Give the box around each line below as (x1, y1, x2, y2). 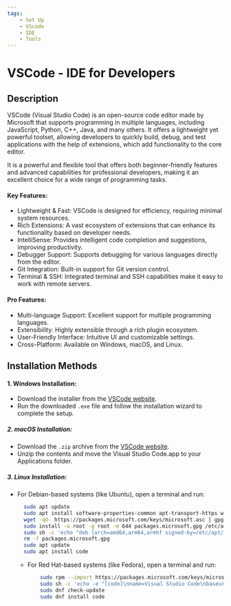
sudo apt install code (23, 548, 89, 555)
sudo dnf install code (40, 593, 105, 600)
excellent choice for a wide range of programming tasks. (7, 176, 167, 184)
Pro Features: (7, 295, 47, 304)
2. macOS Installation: (7, 425, 73, 433)
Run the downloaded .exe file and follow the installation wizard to (16, 402, 203, 410)
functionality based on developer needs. (16, 229, 132, 237)
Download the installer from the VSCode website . (16, 395, 157, 403)
